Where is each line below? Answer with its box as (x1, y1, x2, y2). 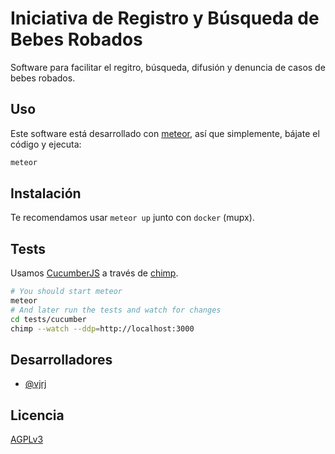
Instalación (10, 185, 82, 202)
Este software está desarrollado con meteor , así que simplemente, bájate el (10, 127, 320, 139)
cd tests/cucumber (10, 314, 87, 324)
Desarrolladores (10, 352, 113, 369)
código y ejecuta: (10, 138, 82, 150)
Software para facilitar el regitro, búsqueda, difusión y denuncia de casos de (10, 61, 326, 73)
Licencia (10, 407, 65, 424)
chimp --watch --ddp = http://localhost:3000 (10, 323, 195, 334)
